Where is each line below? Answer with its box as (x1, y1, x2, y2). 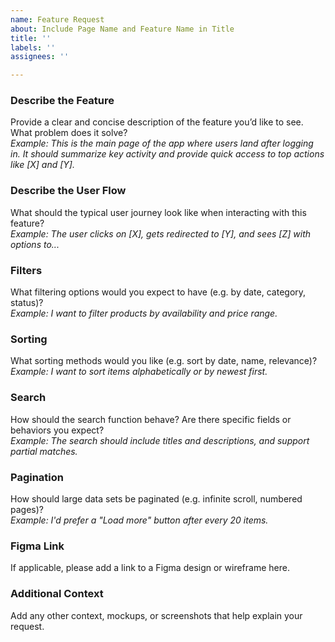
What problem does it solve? (10, 127, 128, 139)
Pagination (10, 470, 64, 484)
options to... (10, 238, 60, 250)
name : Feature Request (10, 14, 105, 25)
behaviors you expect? (10, 424, 105, 436)
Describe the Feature (10, 94, 115, 108)
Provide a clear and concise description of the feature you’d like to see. (10, 116, 304, 128)
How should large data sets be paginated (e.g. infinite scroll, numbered (10, 492, 303, 505)
